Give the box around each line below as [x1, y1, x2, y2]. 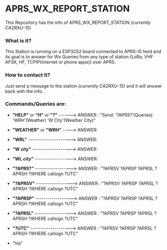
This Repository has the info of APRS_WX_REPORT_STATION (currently [5, 19, 151, 25]
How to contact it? [5, 72, 51, 79]
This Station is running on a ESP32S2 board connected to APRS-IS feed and [5, 48, 162, 55]
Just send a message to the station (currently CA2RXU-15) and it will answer [5, 83, 163, 89]
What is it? [5, 37, 31, 44]
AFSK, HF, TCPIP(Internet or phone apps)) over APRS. [5, 59, 116, 65]
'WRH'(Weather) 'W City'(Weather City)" [12, 117, 96, 123]
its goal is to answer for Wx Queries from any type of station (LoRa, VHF [5, 54, 154, 60]
